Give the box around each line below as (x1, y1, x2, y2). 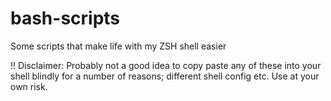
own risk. (10, 80, 48, 92)
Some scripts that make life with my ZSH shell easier (10, 40, 227, 52)
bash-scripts (10, 7, 121, 30)
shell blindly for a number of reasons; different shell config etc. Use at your (10, 70, 320, 82)
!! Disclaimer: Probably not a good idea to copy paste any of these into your (10, 59, 322, 71)
